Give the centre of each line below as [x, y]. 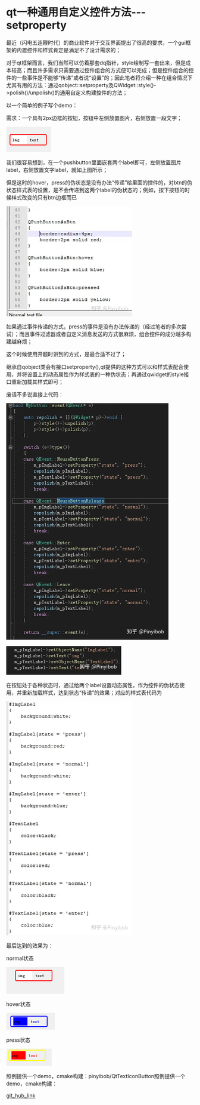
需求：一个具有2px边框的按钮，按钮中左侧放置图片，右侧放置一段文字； [94, 118]
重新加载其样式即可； [37, 381]
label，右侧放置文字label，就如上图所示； [57, 170]
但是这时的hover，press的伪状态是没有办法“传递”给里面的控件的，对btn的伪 [99, 182]
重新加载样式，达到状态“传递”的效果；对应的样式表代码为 [92, 692]
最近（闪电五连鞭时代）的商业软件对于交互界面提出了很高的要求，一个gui [96, 42]
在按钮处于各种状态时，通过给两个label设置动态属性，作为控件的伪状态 [93, 685]
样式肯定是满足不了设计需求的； [82, 50]
